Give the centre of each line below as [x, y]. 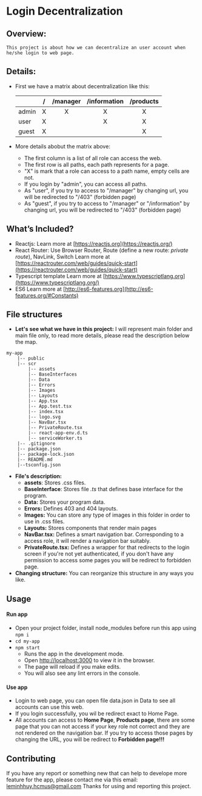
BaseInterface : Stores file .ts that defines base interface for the [103, 489]
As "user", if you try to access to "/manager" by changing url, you [106, 190]
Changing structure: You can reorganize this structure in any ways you [104, 573]
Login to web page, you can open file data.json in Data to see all [95, 700]
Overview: [26, 34]
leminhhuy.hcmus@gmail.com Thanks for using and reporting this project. [99, 786]
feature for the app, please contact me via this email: [72, 780]
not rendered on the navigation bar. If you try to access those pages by [104, 733]
